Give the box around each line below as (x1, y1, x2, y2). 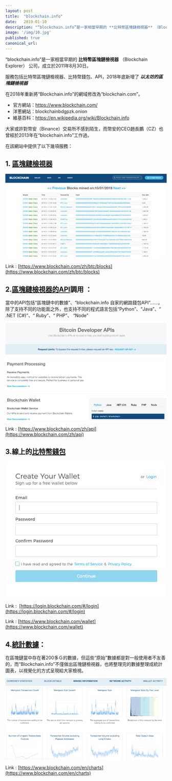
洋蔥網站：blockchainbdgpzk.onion (12, 108, 88, 114)
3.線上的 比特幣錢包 (5, 447, 66, 456)
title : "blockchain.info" (5, 13, 63, 19)
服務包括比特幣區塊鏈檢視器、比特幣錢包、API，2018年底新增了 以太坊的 (5, 74, 159, 80)
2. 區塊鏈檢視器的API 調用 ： (5, 285, 92, 294)
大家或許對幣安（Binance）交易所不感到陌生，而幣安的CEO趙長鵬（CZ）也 (5, 125, 164, 132)
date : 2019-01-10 (5, 19, 47, 24)
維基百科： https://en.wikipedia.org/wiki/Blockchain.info (12, 115, 130, 121)
